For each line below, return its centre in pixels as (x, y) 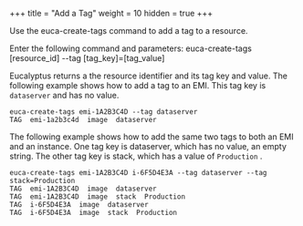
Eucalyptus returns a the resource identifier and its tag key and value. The (148, 76)
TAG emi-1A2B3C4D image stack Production (97, 197)
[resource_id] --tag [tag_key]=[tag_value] (87, 58)
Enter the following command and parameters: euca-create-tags (131, 48)
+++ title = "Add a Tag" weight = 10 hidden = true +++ (111, 13)
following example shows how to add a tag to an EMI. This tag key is (138, 85)
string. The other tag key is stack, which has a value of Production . (136, 156)
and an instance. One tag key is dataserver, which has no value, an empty (148, 146)
